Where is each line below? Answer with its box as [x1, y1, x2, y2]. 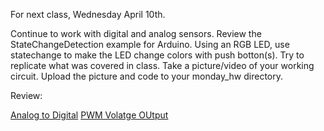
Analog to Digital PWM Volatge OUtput [10, 109, 169, 121]
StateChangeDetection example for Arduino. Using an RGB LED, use [10, 39, 290, 50]
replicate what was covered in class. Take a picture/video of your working [10, 60, 315, 71]
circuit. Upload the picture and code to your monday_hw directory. [10, 70, 284, 82]
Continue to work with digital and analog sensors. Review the [10, 28, 262, 39]
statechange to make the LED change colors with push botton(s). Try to [10, 49, 305, 61]
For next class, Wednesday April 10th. [10, 9, 166, 20]
